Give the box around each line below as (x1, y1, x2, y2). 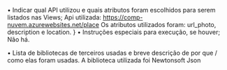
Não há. (7, 35, 30, 44)
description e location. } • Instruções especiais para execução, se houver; (7, 28, 221, 36)
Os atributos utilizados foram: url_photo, (101, 21, 217, 28)
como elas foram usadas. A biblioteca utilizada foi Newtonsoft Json (7, 56, 201, 64)
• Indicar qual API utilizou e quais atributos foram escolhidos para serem (7, 6, 216, 14)
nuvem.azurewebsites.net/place (7, 21, 100, 28)
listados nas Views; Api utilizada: (7, 13, 102, 21)
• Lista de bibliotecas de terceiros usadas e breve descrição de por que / (7, 49, 218, 57)
